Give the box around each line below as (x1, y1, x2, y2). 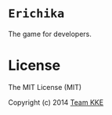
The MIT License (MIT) (8, 82, 82, 92)
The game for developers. (8, 29, 92, 38)
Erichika (8, 6, 65, 21)
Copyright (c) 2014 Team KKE (8, 97, 104, 107)
